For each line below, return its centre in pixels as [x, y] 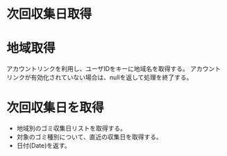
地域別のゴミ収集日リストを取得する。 [71, 128]
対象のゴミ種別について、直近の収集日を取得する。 [89, 137]
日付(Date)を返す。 [43, 146]
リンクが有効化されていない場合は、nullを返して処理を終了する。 [100, 77]
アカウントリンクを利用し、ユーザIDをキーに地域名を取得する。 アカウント [114, 69]
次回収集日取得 [49, 14]
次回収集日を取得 [56, 108]
